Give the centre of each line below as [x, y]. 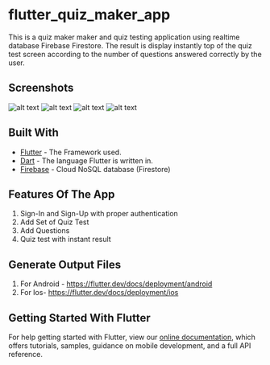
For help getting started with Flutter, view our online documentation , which [132, 337]
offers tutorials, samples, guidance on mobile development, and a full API [130, 346]
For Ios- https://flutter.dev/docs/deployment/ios [99, 293]
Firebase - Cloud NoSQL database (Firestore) [95, 169]
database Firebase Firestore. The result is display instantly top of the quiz [130, 45]
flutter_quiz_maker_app [89, 15]
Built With [33, 133]
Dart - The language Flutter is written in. [86, 160]
